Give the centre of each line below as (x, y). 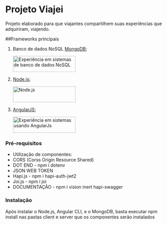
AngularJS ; (24, 109)
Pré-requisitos (24, 143)
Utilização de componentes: (42, 154)
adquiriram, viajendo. (28, 29)
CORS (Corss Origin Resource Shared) (53, 160)
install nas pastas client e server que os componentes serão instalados (80, 217)
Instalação (19, 200)
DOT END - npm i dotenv (39, 165)
